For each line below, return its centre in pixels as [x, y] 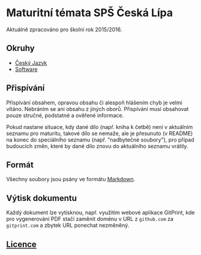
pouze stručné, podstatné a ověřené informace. [65, 115]
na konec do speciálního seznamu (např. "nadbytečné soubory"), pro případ [100, 139]
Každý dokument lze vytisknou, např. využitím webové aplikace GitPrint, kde [100, 212]
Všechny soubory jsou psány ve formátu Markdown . [71, 179]
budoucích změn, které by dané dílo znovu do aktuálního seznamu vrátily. [97, 146]
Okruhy [20, 48]
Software [26, 69]
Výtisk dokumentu [41, 198]
